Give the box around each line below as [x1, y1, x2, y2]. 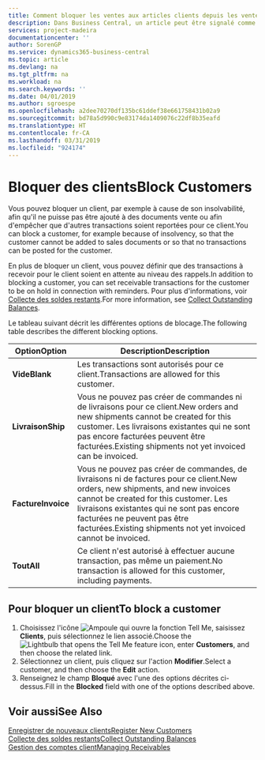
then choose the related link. [19, 649, 113, 658]
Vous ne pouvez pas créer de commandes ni [77, 392, 243, 403]
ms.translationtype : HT [8, 122, 87, 130]
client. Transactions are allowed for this [77, 369, 221, 380]
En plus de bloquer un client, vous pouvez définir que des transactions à [8, 261, 243, 271]
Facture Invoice [12, 499, 69, 510]
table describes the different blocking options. [8, 327, 159, 337]
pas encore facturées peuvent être [77, 431, 206, 442]
